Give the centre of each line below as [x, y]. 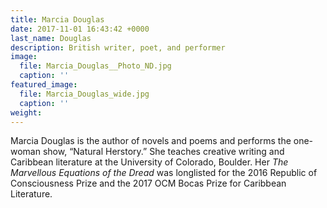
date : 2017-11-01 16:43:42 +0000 [80, 29]
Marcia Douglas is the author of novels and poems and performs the [151, 141]
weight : [26, 112]
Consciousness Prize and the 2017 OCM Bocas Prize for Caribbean [148, 183]
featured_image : [44, 85]
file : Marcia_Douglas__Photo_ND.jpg [95, 66]
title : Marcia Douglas [57, 19]
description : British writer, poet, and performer [118, 47]
